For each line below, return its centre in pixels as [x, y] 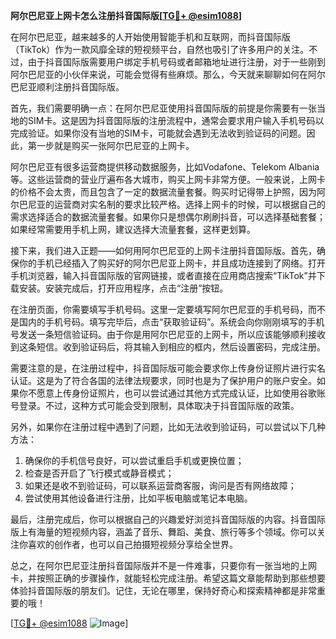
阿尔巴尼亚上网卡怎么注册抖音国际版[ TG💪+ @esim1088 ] [126, 15]
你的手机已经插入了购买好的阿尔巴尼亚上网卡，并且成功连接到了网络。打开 [172, 263]
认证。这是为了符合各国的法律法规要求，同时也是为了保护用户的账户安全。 [163, 380]
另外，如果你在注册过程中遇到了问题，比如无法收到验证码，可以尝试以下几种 [168, 427]
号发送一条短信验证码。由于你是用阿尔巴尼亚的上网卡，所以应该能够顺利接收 [168, 334]
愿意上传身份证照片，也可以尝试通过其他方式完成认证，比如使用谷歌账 [181, 393]
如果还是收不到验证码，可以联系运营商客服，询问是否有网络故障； [160, 485]
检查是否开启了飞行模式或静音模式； [99, 473]
